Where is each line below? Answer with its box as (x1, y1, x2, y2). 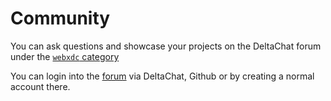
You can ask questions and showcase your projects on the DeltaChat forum (10, 40, 322, 52)
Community (10, 7, 111, 30)
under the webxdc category (10, 50, 120, 62)
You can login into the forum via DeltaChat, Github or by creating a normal (10, 70, 315, 82)
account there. (10, 80, 71, 92)
